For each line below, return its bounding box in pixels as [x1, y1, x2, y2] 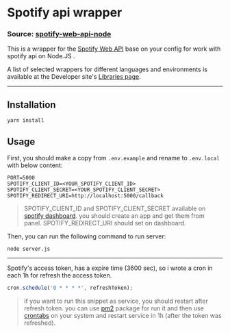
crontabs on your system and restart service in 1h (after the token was [23, 311, 222, 319]
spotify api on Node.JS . [7, 52, 75, 60]
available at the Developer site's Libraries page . [7, 73, 142, 81]
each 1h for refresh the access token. [7, 271, 112, 280]
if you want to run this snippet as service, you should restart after [23, 297, 209, 305]
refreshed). [23, 319, 56, 327]
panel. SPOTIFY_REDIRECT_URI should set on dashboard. [23, 219, 186, 227]
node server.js [7, 245, 51, 253]
